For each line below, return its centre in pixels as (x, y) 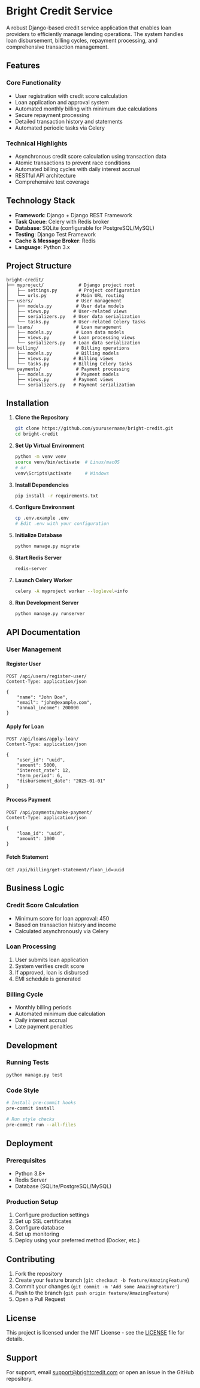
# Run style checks (31, 1119)
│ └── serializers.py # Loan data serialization (73, 343)
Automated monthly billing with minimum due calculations (86, 109)
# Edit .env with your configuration (62, 524)
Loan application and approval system (62, 102)
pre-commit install (31, 1108)
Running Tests (28, 1062)
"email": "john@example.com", (55, 703)
